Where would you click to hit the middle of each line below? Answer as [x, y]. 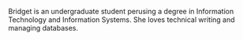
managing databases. [43, 28]
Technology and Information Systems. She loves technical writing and [121, 20]
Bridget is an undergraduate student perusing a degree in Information [121, 11]
